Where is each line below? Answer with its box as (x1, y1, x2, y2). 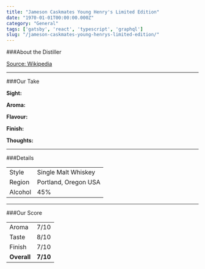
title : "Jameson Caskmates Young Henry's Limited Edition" (6, 9, 160, 15)
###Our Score (6, 209, 43, 217)
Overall (9, 253, 31, 261)
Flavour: (6, 113, 28, 121)
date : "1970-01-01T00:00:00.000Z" (6, 15, 95, 21)
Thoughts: (6, 137, 34, 144)
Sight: (6, 90, 23, 97)
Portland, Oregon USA (37, 178, 101, 187)
